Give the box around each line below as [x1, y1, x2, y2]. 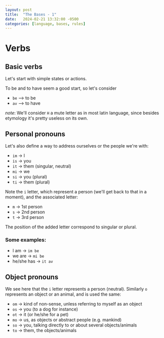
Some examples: [5, 236, 46, 243]
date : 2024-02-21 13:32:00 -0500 [5, 16, 79, 21]
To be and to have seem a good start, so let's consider [5, 85, 117, 91]
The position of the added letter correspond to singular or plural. [5, 224, 137, 230]
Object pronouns [5, 273, 59, 281]
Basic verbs [5, 62, 43, 71]
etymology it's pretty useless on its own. [5, 115, 88, 121]
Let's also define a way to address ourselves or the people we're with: [5, 143, 149, 149]
